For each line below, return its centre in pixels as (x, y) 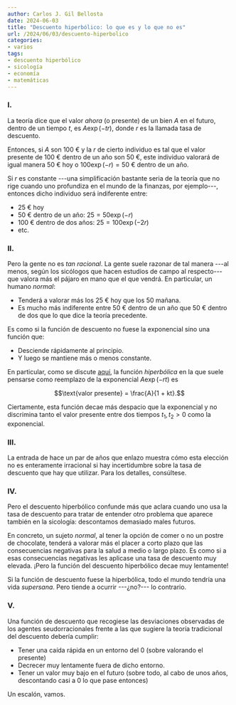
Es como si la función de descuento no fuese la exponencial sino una (109, 329)
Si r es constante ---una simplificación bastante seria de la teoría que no (114, 178)
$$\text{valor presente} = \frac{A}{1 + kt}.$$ (119, 393)
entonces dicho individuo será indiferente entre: (77, 194)
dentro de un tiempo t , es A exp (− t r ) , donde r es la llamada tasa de (104, 128)
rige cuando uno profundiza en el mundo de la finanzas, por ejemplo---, (113, 186)
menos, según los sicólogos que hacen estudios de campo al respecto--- (115, 271)
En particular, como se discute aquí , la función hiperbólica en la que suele (116, 371)
